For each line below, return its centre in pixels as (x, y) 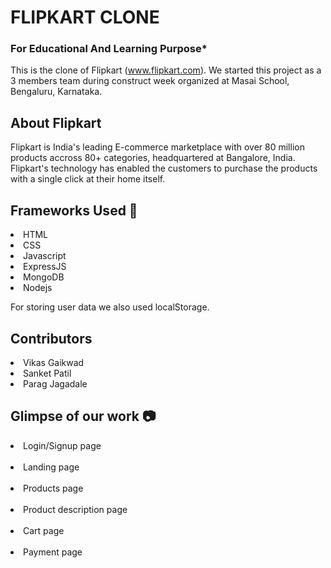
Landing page (51, 467)
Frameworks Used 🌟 (74, 210)
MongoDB (44, 277)
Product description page (75, 509)
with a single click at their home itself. (88, 179)
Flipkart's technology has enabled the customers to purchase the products (164, 168)
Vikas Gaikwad (54, 362)
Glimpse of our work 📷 (83, 416)
